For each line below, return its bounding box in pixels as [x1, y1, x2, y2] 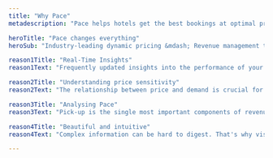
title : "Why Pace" [8, 11, 71, 20]
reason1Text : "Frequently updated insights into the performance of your [8, 64, 264, 72]
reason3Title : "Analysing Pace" [8, 100, 118, 109]
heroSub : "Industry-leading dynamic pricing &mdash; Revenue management [8, 41, 260, 49]
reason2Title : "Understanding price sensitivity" [8, 79, 180, 87]
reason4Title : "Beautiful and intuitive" [8, 122, 151, 130]
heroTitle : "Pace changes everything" [8, 34, 140, 42]
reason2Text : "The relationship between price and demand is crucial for [8, 86, 264, 94]
